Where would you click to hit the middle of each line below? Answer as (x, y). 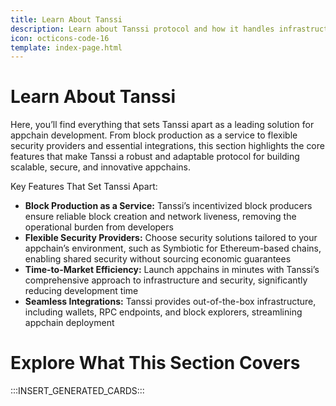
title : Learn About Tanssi (66, 19)
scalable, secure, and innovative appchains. (100, 167)
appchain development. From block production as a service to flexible (154, 135)
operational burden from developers (99, 227)
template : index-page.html (66, 47)
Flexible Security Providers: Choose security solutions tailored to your (171, 238)
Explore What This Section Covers (155, 363)
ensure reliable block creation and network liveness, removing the (160, 217)
